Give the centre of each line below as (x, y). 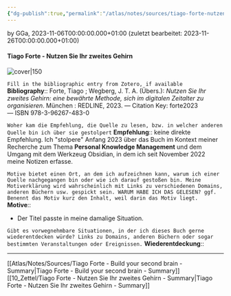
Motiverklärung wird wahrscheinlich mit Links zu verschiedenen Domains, (115, 186)
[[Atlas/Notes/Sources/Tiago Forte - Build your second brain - (95, 263)
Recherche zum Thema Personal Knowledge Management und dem (104, 147)
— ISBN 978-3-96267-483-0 (48, 113)
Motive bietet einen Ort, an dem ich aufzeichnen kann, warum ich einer (113, 174)
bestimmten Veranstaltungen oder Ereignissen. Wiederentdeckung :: (106, 243)
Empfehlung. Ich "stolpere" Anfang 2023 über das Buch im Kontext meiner (113, 139)
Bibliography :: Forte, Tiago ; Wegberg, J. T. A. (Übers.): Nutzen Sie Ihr (107, 91)
